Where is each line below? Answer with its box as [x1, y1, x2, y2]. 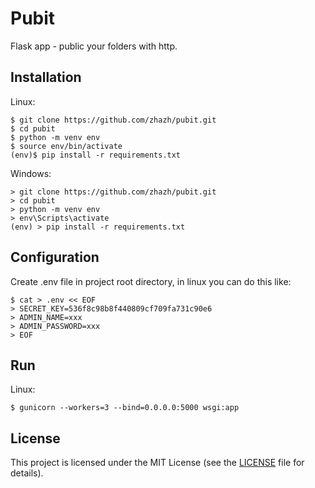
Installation [10, 69, 82, 86]
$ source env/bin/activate [10, 141, 123, 151]
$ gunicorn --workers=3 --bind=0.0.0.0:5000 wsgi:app [10, 403, 240, 413]
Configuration [10, 249, 100, 266]
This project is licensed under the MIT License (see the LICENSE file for [10, 457, 305, 469]
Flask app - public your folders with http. [10, 40, 178, 52]
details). [10, 467, 44, 479]
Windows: [10, 167, 52, 179]
